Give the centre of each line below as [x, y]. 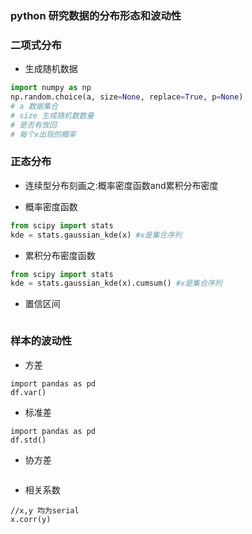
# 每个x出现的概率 [43, 134]
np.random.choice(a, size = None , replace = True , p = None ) [127, 97]
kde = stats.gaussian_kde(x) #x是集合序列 [96, 235]
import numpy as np [51, 88]
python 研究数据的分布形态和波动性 [96, 15]
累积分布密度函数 [60, 255]
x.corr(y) [31, 519]
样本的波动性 [41, 341]
